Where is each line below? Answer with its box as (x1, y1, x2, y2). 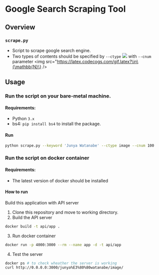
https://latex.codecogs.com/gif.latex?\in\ (57, 58, 138, 64)
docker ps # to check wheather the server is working (5, 261, 117, 266)
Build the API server (12, 214, 52, 220)
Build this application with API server (5, 200, 79, 205)
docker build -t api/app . (5, 224, 60, 229)
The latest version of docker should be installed (12, 177, 109, 183)
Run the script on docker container (5, 154, 90, 161)
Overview (5, 23, 36, 31)
